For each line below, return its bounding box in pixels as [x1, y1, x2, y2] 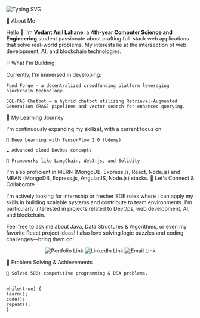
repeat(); [6, 301, 31, 307]
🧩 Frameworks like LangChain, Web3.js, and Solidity [6, 158, 140, 164]
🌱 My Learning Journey [6, 114, 64, 121]
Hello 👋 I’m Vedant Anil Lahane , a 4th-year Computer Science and [6, 29, 173, 36]
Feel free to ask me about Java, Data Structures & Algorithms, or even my [6, 223, 187, 230]
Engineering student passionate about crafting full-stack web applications [6, 35, 190, 42]
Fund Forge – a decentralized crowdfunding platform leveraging [6, 83, 170, 89]
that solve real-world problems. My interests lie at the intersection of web [6, 42, 187, 48]
